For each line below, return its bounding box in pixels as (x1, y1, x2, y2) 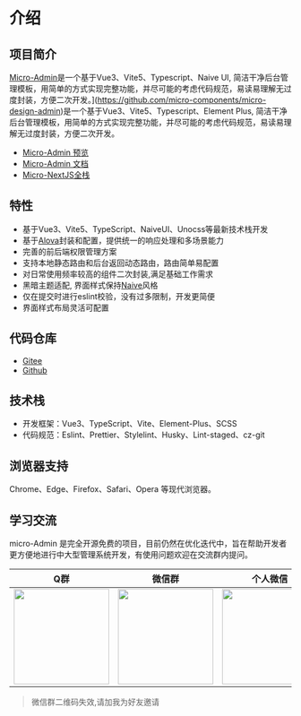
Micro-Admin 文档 (21, 159, 90, 168)
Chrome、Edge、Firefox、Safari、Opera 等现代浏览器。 (9, 484, 217, 495)
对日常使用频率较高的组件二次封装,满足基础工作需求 (21, 268, 213, 279)
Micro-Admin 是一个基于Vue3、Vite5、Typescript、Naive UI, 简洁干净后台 (9, 73, 281, 82)
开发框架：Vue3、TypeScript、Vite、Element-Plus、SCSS (21, 418, 237, 429)
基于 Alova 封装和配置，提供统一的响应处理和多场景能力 (21, 235, 224, 246)
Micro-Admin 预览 (21, 147, 90, 158)
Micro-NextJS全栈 (21, 169, 90, 180)
